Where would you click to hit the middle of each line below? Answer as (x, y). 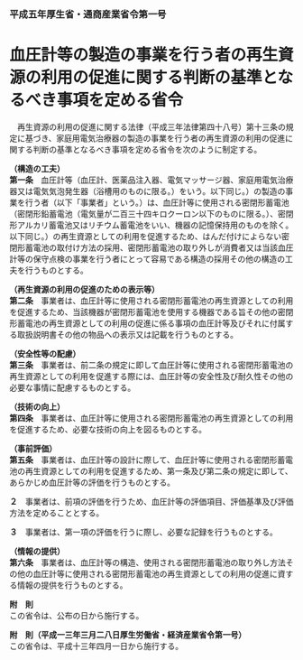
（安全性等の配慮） (45, 353)
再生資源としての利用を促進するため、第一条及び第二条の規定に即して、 (159, 470)
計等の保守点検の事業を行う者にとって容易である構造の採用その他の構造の (147, 258)
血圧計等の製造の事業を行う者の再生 (144, 55)
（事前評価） (33, 448)
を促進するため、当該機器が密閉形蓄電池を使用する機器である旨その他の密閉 (151, 311)
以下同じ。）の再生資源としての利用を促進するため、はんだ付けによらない (146, 236)
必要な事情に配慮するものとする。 (73, 387)
